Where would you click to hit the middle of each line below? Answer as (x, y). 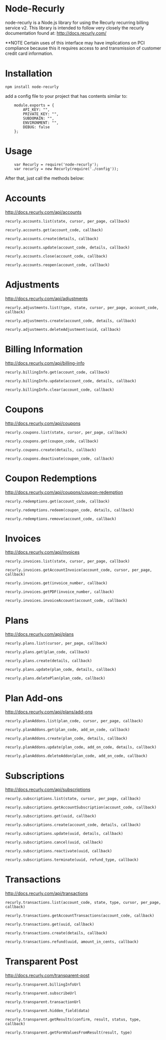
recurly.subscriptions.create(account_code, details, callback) (73, 825)
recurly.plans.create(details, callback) (49, 661)
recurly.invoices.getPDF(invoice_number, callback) (60, 592)
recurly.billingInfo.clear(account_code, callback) (60, 390)
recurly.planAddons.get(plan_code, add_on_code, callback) (68, 730)
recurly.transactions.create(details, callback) (56, 933)
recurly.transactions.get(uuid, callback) (50, 924)
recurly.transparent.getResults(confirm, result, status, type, (73, 1020)
